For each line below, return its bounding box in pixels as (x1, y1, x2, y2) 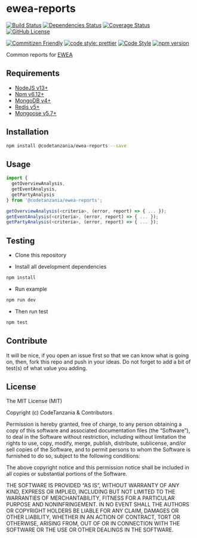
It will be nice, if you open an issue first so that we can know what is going (6, 352, 189, 359)
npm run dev (6, 297, 36, 303)
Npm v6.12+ (14, 90, 45, 97)
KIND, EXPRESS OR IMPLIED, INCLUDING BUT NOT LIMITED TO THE (6, 488, 176, 496)
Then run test (14, 308, 48, 315)
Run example (14, 285, 48, 293)
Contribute (6, 336, 48, 346)
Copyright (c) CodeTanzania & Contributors (6, 409, 112, 416)
